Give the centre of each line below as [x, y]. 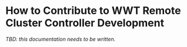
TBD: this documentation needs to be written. [61, 39]
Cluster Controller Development [85, 23]
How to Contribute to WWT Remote [93, 11]
